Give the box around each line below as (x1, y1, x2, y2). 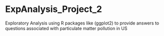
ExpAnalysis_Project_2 (5, 3, 102, 15)
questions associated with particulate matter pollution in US (5, 25, 128, 31)
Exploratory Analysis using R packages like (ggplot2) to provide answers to (5, 20, 160, 26)
